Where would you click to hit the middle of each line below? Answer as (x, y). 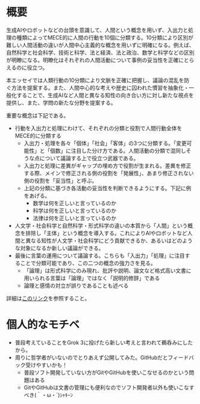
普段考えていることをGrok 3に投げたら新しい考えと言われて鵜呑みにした (104, 342)
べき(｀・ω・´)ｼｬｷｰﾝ (48, 395)
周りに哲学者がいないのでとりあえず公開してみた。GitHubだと (91, 357)
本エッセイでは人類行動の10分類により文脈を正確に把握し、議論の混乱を (95, 80)
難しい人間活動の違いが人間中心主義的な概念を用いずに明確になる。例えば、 (100, 45)
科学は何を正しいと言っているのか (74, 210)
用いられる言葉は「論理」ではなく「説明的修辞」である (92, 278)
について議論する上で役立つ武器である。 (89, 158)
